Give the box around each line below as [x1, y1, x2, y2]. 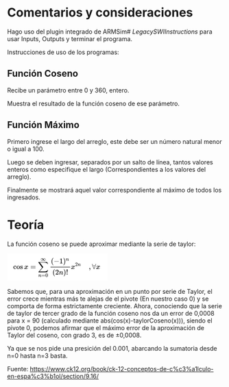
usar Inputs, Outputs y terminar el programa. [7, 34, 132, 42]
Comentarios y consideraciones [7, 5, 193, 21]
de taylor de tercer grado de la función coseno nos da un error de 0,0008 [7, 309, 215, 317]
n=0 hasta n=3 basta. [7, 351, 68, 360]
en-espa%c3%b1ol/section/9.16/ [7, 372, 99, 380]
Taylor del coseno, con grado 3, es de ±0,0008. [7, 331, 142, 339]
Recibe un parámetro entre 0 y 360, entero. [7, 86, 130, 94]
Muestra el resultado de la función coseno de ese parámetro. [7, 99, 180, 108]
